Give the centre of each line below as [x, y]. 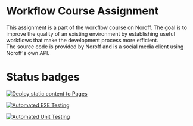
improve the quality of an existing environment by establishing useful [91, 33]
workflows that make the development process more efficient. [83, 40]
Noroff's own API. [28, 53]
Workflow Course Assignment [83, 11]
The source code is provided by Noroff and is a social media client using [95, 47]
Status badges [43, 77]
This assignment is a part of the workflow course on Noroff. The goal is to [97, 27]
